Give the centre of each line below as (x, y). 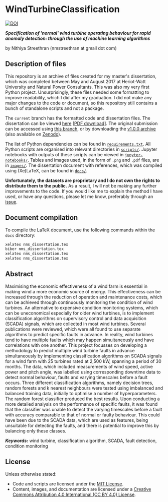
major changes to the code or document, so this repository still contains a (81, 103)
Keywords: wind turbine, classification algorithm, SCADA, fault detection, (81, 441)
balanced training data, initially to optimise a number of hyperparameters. (81, 393)
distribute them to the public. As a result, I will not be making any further (81, 185)
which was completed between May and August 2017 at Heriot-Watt (75, 81)
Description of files (36, 64)
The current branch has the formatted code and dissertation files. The (78, 118)
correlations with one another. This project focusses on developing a (76, 345)
